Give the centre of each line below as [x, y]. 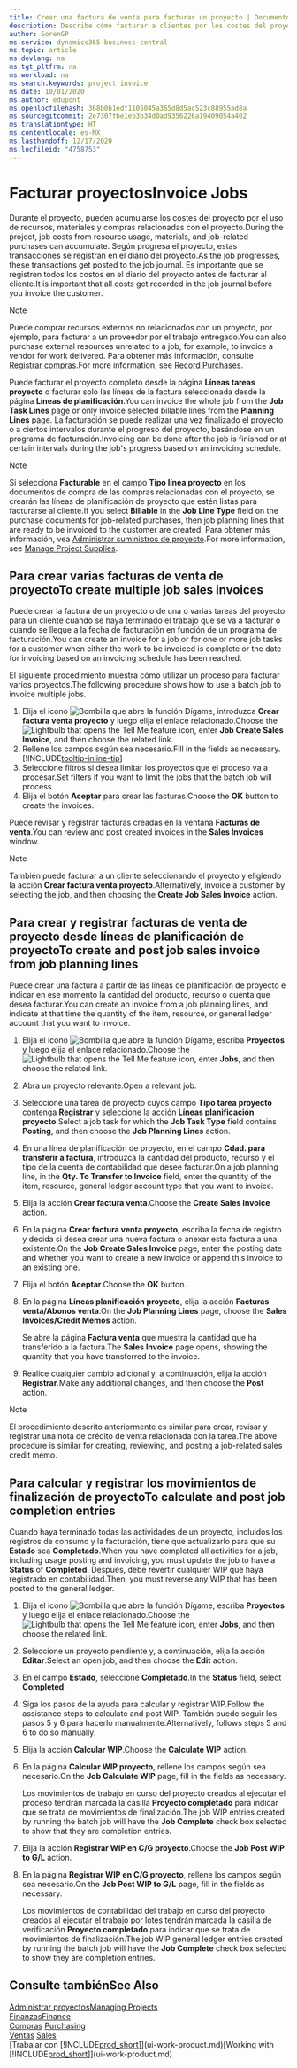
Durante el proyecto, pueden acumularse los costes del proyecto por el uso [146, 217]
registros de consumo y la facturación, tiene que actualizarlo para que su [142, 1541]
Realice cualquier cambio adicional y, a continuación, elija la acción [144, 1373]
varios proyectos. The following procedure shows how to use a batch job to [145, 685]
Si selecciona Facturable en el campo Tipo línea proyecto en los [127, 482]
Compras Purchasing [47, 2025]
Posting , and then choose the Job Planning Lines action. [126, 1131]
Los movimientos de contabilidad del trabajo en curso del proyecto [143, 1911]
